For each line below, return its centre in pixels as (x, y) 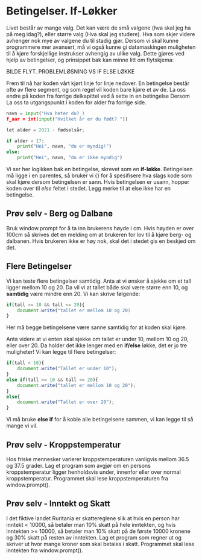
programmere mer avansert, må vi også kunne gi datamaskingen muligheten (101, 47)
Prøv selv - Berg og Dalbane (60, 214)
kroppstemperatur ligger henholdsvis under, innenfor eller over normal (93, 472)
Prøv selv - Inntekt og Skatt (58, 504)
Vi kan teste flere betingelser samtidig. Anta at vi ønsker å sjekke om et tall (99, 281)
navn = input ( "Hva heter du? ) (46, 113)
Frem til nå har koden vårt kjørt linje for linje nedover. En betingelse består (98, 83)
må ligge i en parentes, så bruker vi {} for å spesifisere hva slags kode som (99, 175)
